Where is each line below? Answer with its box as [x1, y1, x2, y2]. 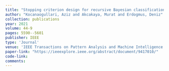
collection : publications [5, 16, 59, 21]
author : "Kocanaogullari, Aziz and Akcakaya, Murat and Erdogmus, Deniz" [5, 12, 163, 17]
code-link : [5, 53, 28, 59]
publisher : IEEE [5, 35, 39, 40]
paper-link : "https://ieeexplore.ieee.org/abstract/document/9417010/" [5, 49, 158, 54]
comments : [5, 58, 26, 63]
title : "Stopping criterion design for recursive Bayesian [5, 7, 132, 12]
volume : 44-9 [5, 26, 33, 31]
